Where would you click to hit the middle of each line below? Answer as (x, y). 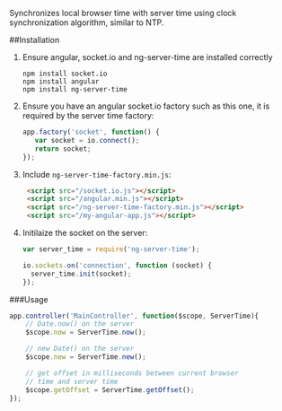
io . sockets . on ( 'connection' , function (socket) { (117, 265)
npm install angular (61, 82)
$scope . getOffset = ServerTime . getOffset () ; (110, 389)
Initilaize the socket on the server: (85, 233)
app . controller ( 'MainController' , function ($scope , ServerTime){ (134, 316)
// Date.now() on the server (80, 324)
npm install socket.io (65, 74)
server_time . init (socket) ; (81, 274)
